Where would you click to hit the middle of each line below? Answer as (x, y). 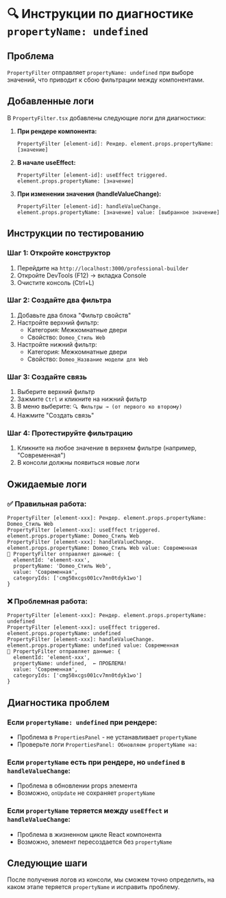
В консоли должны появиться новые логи (78, 463)
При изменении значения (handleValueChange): (89, 194)
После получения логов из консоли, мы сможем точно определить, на (111, 879)
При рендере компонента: (57, 131)
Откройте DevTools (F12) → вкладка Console (81, 275)
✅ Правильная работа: (47, 504)
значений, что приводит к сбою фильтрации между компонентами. (106, 80)
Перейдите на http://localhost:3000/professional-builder (103, 268)
